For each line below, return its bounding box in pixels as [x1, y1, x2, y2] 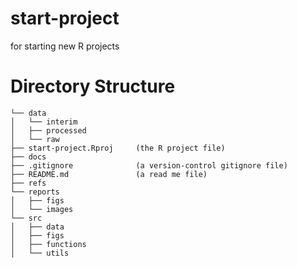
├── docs [10, 152, 47, 162]
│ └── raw [10, 134, 60, 144]
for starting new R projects [10, 40, 120, 52]
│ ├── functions [10, 239, 87, 249]
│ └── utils [10, 248, 70, 258]
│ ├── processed [10, 125, 87, 136]
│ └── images [10, 204, 74, 214]
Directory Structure [10, 75, 176, 98]
